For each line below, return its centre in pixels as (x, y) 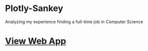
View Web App (36, 41)
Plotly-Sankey (34, 8)
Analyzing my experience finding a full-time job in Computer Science (74, 22)
